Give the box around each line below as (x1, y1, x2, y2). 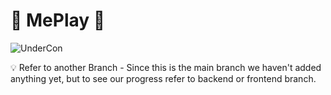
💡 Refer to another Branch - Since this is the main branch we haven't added (10, 61, 322, 73)
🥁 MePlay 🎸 (10, 9, 106, 32)
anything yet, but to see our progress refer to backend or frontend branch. (10, 72, 317, 84)
